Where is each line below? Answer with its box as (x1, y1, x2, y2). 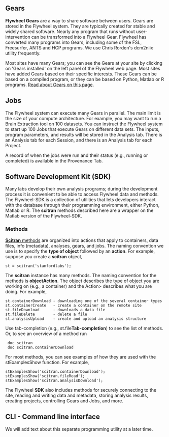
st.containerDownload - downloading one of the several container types (5, 298, 162, 304)
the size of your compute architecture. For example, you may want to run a (5, 115, 161, 121)
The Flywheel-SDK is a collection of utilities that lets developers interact (5, 197, 156, 203)
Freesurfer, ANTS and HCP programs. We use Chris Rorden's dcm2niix (5, 44, 153, 50)
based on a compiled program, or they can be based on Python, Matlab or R (5, 76, 164, 82)
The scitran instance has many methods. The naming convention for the (5, 272, 157, 278)
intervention (5, 34, 30, 40)
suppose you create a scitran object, (5, 253, 83, 259)
